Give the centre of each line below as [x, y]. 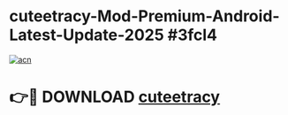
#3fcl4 [193, 35]
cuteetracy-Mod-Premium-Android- [144, 16]
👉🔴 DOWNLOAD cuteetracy [115, 97]
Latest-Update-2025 [87, 35]
